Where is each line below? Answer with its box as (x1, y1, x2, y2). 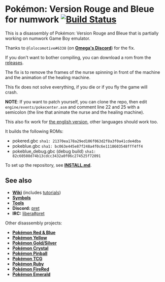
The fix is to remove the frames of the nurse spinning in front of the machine (5, 69, 160, 75)
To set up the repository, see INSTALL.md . (5, 162, 92, 168)
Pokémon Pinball (12, 250, 48, 256)
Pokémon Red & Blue (12, 229, 56, 235)
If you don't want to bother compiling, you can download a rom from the (5, 54, 151, 60)
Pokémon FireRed (12, 266, 49, 272)
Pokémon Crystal (12, 245, 49, 251)
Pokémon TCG (12, 255, 43, 261)
